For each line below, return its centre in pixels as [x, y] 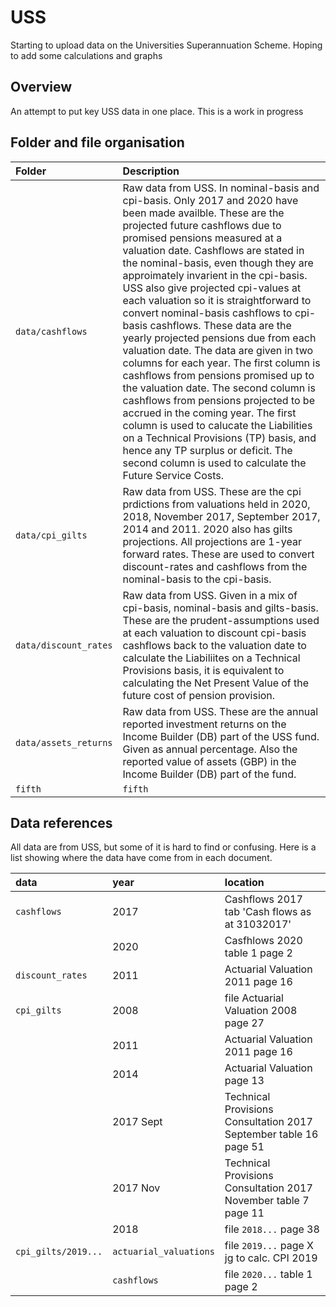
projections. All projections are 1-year [212, 541]
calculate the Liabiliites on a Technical [211, 658]
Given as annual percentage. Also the [210, 749]
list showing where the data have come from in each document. [141, 858]
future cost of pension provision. [199, 695]
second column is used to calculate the [214, 463]
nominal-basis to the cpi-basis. [197, 579]
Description [151, 171]
